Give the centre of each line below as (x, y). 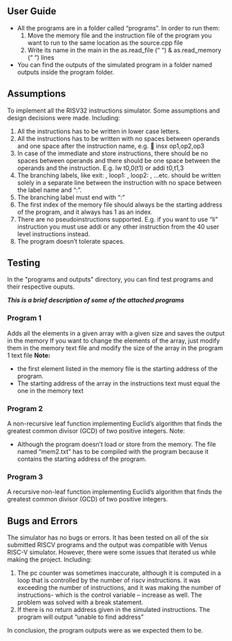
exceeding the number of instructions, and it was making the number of (119, 588)
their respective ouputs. (41, 287)
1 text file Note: (29, 355)
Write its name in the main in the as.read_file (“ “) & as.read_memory (124, 50)
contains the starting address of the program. (82, 459)
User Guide (32, 11)
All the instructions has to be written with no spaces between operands (118, 138)
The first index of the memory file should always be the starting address (120, 204)
